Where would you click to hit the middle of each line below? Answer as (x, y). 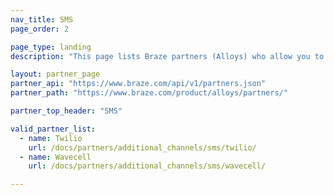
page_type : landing (51, 47)
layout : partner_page (55, 74)
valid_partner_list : (53, 129)
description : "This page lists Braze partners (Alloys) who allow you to (167, 56)
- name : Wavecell (55, 157)
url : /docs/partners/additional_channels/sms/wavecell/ (147, 166)
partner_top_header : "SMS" (66, 111)
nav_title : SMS (42, 19)
